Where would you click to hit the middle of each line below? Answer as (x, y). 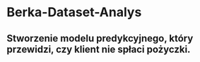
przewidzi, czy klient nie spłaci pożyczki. (99, 49)
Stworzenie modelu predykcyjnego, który (100, 38)
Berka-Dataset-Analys (74, 12)
